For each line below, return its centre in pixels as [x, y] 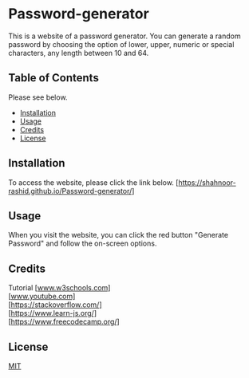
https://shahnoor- [207, 182]
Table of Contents [54, 78]
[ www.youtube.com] [42, 297]
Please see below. [38, 97]
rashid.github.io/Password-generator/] [71, 191]
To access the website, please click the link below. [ [93, 182]
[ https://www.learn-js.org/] [53, 313]
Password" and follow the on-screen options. [83, 243]
